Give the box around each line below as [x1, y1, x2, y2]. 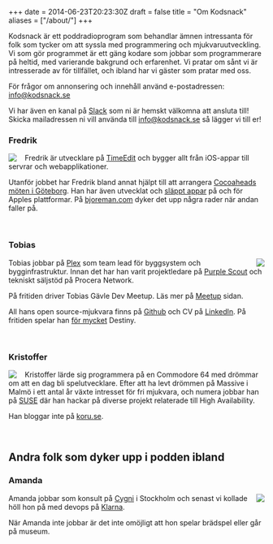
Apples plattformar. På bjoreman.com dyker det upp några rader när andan [8, 195, 258, 205]
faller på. [8, 203, 38, 214]
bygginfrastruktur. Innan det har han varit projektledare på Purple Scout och [8, 266, 262, 276]
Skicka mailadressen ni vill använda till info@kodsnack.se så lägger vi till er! [8, 114, 262, 124]
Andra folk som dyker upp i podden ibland [8, 451, 225, 464]
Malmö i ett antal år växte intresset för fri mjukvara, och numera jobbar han [8, 386, 260, 396]
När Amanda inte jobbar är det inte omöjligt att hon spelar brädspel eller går [8, 517, 262, 527]
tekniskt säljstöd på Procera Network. [8, 275, 134, 285]
